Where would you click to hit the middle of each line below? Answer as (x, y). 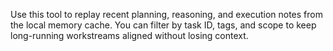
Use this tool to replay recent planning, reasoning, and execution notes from (166, 14)
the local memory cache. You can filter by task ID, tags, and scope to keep (163, 25)
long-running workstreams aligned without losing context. (129, 35)
